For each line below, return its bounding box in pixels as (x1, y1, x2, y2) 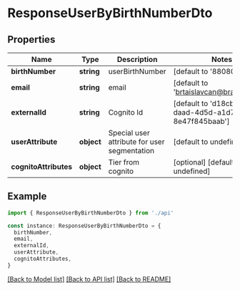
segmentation (108, 146, 155, 155)
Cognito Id (108, 108, 144, 117)
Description (116, 55, 158, 64)
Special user (108, 128, 150, 138)
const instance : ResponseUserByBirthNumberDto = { (7, 222, 161, 229)
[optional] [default (173, 157, 234, 167)
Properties (7, 33, 56, 46)
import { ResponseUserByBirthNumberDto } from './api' (7, 209, 174, 217)
